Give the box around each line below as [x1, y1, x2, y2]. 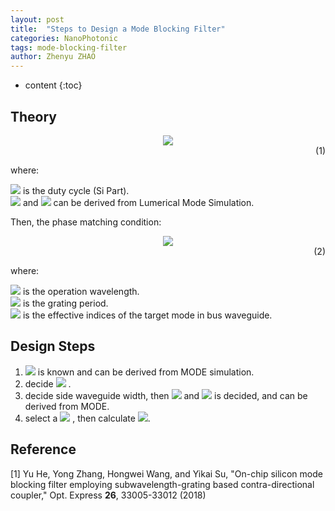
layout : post [10, 14, 65, 25]
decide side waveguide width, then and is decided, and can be [24, 389, 308, 401]
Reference [10, 441, 77, 458]
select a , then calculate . [24, 412, 151, 424]
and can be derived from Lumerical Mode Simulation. [22, 196, 255, 208]
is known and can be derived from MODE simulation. [37, 366, 255, 378]
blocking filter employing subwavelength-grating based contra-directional [10, 478, 315, 490]
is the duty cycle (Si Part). [22, 184, 130, 196]
